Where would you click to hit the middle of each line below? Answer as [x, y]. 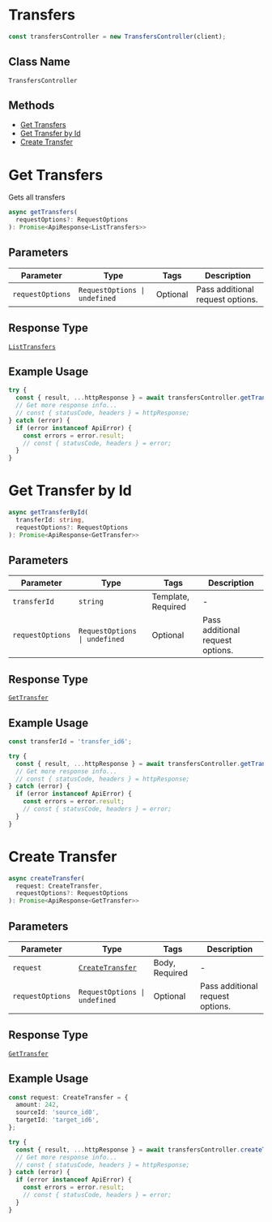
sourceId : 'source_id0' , [57, 1112]
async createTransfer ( [47, 878]
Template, [171, 596]
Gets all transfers [37, 197]
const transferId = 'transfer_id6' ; [70, 742]
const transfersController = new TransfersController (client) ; [117, 37]
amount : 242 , [38, 1105]
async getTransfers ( [43, 213]
